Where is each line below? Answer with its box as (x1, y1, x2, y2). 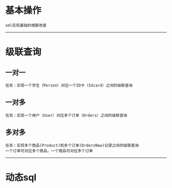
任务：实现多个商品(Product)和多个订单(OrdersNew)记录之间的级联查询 (5, 143, 139, 148)
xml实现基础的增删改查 (5, 22, 47, 28)
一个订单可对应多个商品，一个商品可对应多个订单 (5, 148, 93, 153)
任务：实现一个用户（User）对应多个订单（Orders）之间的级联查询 (5, 113, 127, 118)
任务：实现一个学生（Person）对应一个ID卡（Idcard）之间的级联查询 (5, 83, 133, 88)
